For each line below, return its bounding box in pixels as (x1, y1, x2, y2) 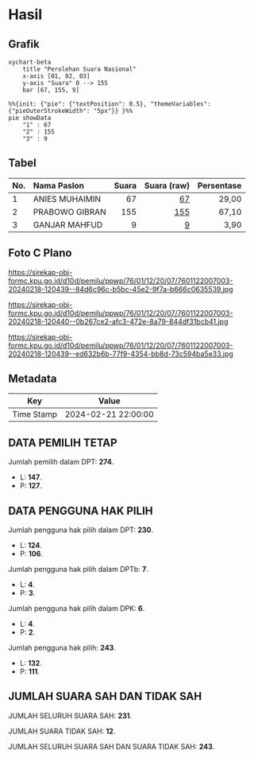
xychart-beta (8, 58, 52, 66)
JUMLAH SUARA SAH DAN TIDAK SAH (8, 690, 202, 703)
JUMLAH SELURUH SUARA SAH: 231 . (8, 710, 133, 721)
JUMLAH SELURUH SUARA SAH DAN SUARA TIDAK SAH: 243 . (8, 741, 215, 751)
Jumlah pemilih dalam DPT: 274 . (8, 457, 114, 467)
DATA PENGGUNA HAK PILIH (8, 503, 153, 518)
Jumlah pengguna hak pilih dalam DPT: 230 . (8, 525, 153, 534)
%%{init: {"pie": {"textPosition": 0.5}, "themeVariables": (8, 100, 212, 108)
